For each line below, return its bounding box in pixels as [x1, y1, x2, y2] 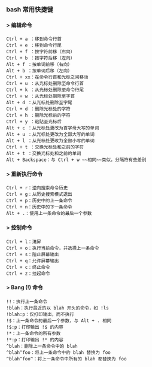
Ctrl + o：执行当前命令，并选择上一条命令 [6, 245, 99, 251]
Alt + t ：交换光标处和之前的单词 [6, 151, 81, 157]
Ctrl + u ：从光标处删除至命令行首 [6, 81, 84, 87]
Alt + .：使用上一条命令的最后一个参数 [6, 211, 92, 217]
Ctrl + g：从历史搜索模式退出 [6, 192, 73, 198]
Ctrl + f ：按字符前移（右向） [6, 49, 75, 55]
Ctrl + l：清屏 [6, 238, 41, 245]
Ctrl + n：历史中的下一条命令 [6, 204, 73, 210]
